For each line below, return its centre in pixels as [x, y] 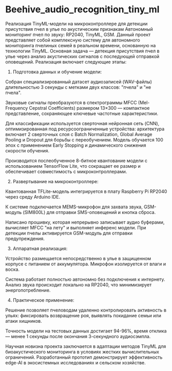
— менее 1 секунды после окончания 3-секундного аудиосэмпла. [78, 336]
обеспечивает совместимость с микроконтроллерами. [66, 171]
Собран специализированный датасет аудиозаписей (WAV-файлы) [79, 82]
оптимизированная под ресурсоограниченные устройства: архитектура [85, 129]
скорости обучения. [27, 150]
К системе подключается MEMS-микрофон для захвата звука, [74, 207]
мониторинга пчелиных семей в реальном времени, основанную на [81, 45]
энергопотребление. [28, 290]
